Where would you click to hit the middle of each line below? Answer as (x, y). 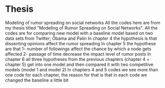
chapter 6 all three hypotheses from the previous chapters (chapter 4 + (77, 59)
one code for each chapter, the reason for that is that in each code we (76, 75)
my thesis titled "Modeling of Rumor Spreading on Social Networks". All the (81, 28)
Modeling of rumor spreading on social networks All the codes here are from (83, 23)
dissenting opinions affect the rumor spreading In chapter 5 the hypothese (81, 43)
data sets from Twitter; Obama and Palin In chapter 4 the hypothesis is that (81, 38)
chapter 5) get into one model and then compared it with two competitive (79, 64)
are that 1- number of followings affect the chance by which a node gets (78, 49)
